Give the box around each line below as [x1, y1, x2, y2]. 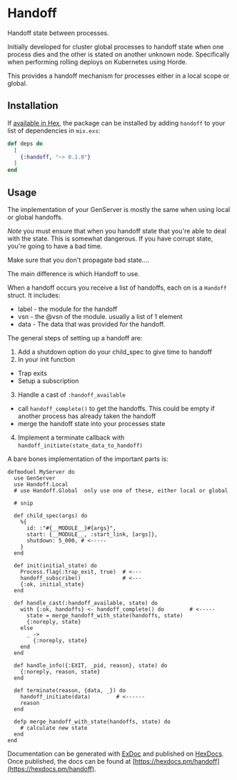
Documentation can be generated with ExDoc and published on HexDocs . [7, 749, 224, 758]
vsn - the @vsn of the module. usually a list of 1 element [17, 312, 183, 320]
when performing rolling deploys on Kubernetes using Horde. [7, 57, 188, 66]
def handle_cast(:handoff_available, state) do [14, 599, 158, 607]
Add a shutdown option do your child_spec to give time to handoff [17, 348, 212, 356]
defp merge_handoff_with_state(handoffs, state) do [14, 718, 171, 725]
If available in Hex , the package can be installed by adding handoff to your [7, 118, 226, 127]
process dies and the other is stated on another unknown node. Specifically [7, 50, 230, 59]
